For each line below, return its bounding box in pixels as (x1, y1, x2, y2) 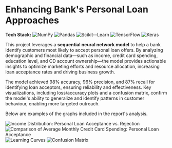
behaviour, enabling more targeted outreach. (5, 100, 100, 106)
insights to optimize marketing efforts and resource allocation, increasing (5, 63, 160, 69)
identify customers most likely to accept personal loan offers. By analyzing (5, 47, 163, 53)
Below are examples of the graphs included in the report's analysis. (5, 110, 148, 117)
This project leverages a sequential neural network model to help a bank (5, 41, 161, 47)
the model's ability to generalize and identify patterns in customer (5, 95, 145, 101)
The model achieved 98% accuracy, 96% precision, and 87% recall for (5, 79, 155, 85)
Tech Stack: (5, 31, 32, 38)
